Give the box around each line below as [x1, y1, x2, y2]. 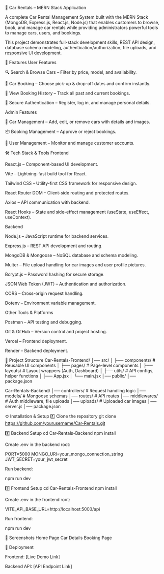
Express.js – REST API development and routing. [5, 243, 103, 249]
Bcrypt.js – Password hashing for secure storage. [5, 271, 105, 277]
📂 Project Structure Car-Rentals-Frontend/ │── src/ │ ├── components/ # [5, 357, 156, 363]
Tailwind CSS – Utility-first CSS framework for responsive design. [5, 180, 137, 186]
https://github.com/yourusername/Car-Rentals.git [5, 420, 106, 426]
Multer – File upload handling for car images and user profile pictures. [5, 262, 146, 268]
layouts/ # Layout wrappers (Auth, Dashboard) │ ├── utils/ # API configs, [5, 368, 154, 374]
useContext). [5, 214, 31, 220]
